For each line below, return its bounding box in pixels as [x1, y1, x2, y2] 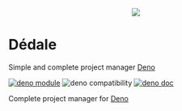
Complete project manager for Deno [8, 93, 129, 103]
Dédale [8, 36, 57, 54]
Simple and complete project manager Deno [8, 62, 155, 72]
